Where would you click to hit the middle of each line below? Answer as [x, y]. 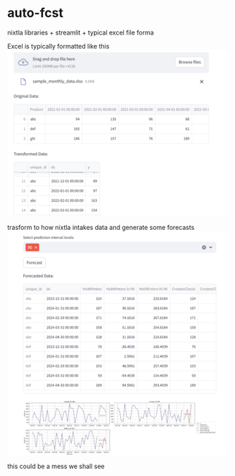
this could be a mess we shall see [56, 466]
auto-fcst [35, 13]
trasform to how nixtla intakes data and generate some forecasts [101, 227]
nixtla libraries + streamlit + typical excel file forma [81, 32]
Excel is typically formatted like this [58, 46]
